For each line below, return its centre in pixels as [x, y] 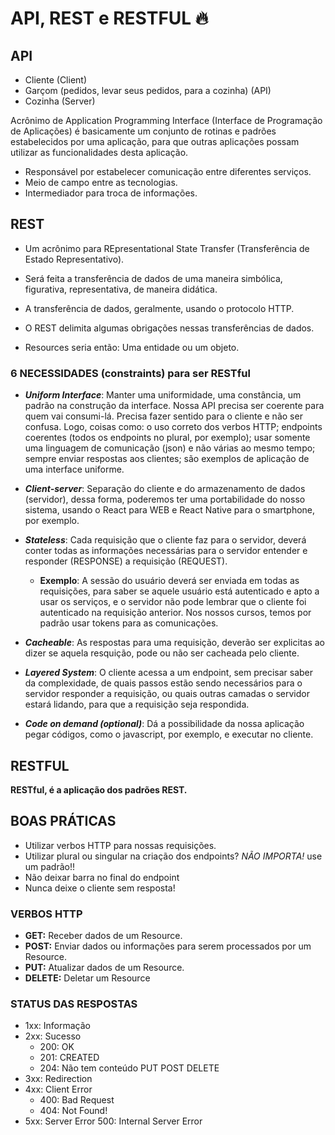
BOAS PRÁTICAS [63, 821]
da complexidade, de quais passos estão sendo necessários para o [163, 683]
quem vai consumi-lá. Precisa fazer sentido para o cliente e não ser [163, 416]
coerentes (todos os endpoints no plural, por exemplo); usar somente [167, 438]
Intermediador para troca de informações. [111, 193]
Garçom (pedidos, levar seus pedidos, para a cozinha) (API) [148, 90]
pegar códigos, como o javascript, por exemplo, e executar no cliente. [169, 734]
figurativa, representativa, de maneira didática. [121, 289]
